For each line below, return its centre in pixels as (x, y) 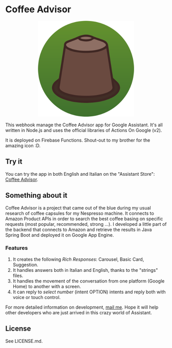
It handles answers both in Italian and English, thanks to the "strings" (85, 270)
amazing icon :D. (23, 145)
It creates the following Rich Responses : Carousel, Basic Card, (78, 259)
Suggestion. (25, 265)
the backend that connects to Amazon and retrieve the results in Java (79, 229)
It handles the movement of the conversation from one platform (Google (89, 281)
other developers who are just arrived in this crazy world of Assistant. (79, 312)
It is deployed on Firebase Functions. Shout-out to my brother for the (78, 140)
